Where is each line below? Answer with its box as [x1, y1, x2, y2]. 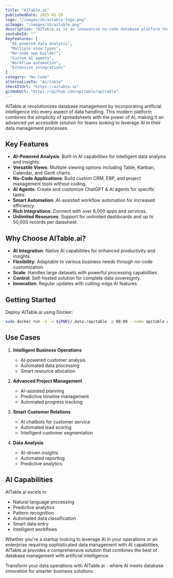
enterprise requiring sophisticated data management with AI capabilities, [5, 541, 160, 548]
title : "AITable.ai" [5, 7, 50, 13]
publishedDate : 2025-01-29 [5, 12, 63, 17]
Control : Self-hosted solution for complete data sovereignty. [12, 275, 141, 281]
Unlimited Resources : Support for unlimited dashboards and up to [12, 214, 154, 220]
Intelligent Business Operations [12, 347, 82, 353]
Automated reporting [20, 455, 65, 461]
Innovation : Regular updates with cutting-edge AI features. [12, 281, 139, 287]
